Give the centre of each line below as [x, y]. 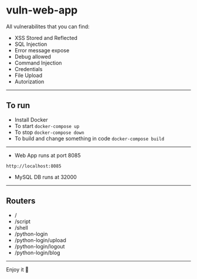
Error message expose [42, 50]
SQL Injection [31, 44]
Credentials [28, 69]
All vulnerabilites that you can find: [48, 26]
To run [18, 105]
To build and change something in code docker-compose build [89, 138]
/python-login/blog [37, 253]
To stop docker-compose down [49, 132]
